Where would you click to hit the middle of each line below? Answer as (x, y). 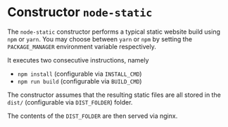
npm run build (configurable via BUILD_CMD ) (80, 81)
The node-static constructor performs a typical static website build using (114, 32)
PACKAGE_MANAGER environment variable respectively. (82, 46)
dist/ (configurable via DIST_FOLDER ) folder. (70, 102)
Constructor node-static (80, 12)
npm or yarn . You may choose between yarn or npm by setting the (100, 39)
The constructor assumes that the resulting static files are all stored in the (114, 95)
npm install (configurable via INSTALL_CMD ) (80, 74)
